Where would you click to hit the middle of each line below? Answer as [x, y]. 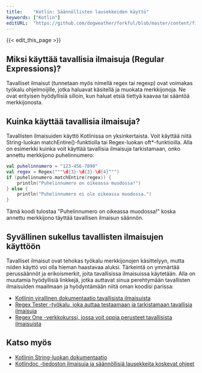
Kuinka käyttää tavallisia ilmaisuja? [73, 121]
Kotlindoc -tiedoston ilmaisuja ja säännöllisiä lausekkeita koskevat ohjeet [105, 363]
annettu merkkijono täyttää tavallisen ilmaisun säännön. [75, 218]
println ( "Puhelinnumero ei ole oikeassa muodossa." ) [84, 194]
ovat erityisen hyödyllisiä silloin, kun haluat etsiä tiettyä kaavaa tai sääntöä [98, 96]
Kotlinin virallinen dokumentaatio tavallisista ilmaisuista [83, 298]
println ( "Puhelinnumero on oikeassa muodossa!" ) [79, 183]
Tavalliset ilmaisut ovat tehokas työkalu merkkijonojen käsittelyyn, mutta [95, 261]
